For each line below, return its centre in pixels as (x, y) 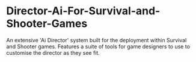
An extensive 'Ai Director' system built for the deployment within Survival (96, 40)
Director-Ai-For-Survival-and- (83, 11)
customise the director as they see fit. (53, 52)
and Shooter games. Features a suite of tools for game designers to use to (98, 46)
